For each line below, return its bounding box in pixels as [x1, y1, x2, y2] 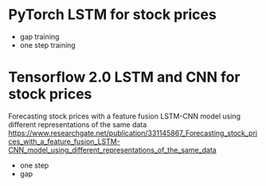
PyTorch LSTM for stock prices [8, 6, 217, 24]
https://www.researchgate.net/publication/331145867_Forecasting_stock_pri [8, 128, 257, 138]
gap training [19, 32, 60, 41]
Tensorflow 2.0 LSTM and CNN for [8, 68, 241, 87]
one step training [19, 40, 76, 49]
